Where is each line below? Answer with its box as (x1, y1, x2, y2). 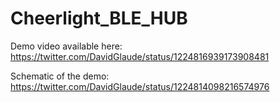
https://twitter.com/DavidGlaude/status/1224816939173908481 (10, 50, 270, 62)
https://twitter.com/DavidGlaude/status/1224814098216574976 (10, 80, 270, 92)
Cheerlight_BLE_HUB (10, 7, 188, 30)
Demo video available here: (10, 40, 123, 52)
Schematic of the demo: (10, 70, 110, 82)
